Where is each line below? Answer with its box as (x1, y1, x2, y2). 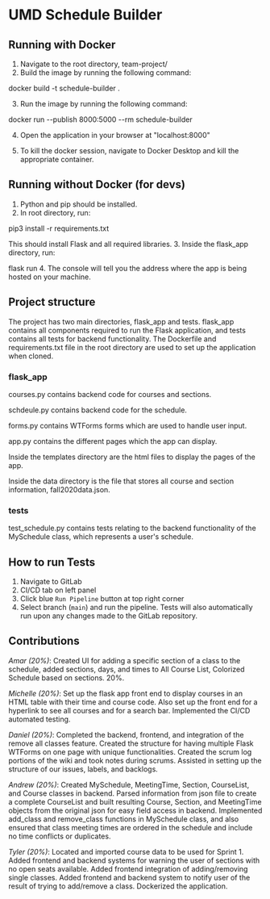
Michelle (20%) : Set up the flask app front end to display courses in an (8, 688, 243, 698)
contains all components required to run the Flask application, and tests (8, 325, 246, 335)
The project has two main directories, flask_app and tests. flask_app (8, 316, 235, 326)
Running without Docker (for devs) (8, 178, 186, 191)
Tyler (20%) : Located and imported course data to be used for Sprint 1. (8, 847, 244, 856)
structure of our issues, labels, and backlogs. (8, 764, 159, 774)
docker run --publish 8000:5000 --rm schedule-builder (8, 115, 193, 124)
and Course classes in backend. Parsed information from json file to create (8, 788, 257, 798)
